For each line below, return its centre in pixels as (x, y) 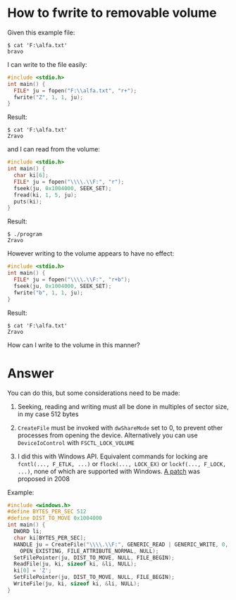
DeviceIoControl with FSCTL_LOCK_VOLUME (76, 442)
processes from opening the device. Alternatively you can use (108, 435)
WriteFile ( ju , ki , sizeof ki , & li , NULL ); (77, 584)
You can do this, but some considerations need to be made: (94, 393)
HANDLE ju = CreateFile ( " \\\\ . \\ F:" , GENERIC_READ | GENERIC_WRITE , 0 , (121, 544)
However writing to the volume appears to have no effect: (91, 254)
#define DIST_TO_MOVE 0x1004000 (55, 518)
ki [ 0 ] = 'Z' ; (33, 571)
